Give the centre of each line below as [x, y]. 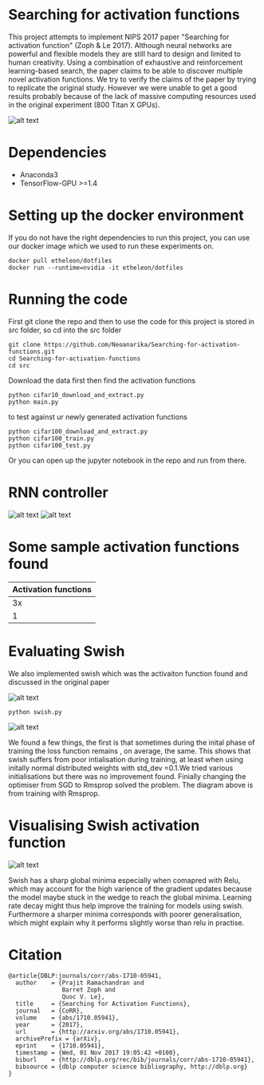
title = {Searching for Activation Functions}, [103, 1004]
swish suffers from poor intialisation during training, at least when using [126, 759]
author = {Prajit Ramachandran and [80, 983]
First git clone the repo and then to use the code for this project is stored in [132, 321]
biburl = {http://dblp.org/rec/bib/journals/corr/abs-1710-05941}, [135, 1060]
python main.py [33, 402]
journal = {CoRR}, [49, 1011]
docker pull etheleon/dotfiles [60, 260]
